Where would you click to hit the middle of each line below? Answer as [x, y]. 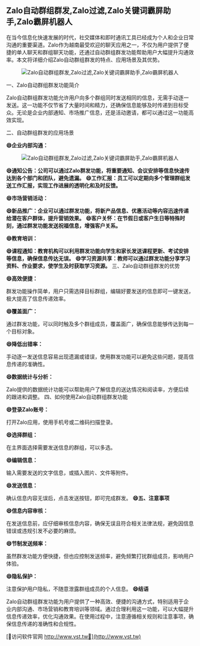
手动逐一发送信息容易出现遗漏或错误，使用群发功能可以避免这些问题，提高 [97, 357]
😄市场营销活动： [27, 198]
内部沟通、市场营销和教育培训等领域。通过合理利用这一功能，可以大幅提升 [102, 608]
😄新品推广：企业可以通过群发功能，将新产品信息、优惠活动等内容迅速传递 [98, 211]
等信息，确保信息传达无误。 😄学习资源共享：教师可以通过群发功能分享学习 [98, 258]
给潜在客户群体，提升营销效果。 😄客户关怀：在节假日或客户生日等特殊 [93, 218]
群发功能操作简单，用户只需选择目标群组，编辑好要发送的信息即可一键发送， [100, 291]
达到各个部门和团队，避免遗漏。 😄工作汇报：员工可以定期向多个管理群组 [96, 178]
